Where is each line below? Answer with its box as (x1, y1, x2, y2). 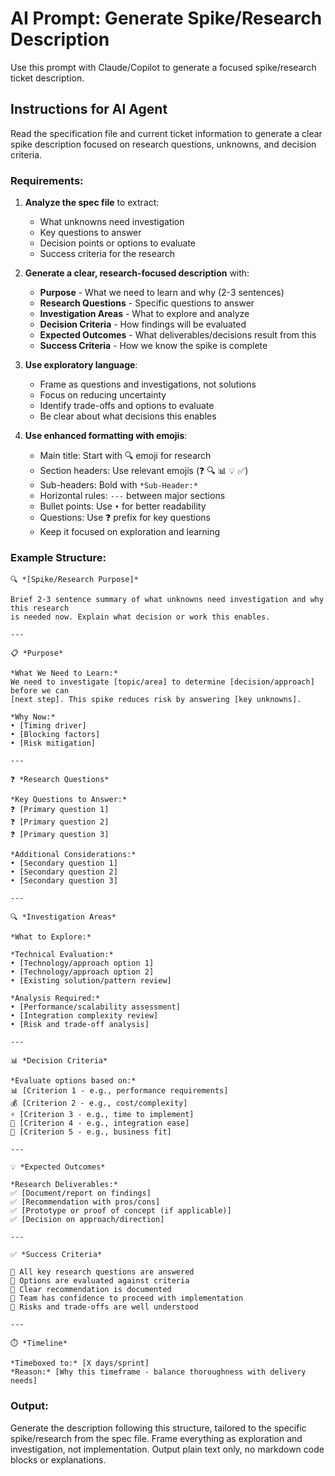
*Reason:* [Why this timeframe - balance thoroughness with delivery (10, 1367, 307, 1377)
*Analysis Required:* (10, 993, 101, 1004)
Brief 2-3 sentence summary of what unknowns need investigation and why (10, 595, 325, 605)
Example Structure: (10, 550, 107, 564)
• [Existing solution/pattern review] (10, 976, 172, 986)
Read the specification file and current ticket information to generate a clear (10, 127, 323, 139)
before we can (10, 686, 70, 696)
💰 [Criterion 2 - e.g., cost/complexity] (10, 1098, 188, 1109)
